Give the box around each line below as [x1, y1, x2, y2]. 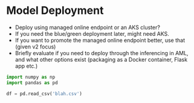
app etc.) [15, 62, 38, 70]
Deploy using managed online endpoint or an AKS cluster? [15, 24, 160, 31]
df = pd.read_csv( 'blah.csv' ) [6, 90, 83, 97]
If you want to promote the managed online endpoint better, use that [15, 36, 186, 44]
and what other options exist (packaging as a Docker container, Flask [15, 56, 188, 63]
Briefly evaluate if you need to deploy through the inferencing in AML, [15, 49, 189, 56]
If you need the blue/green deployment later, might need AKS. [15, 30, 169, 37]
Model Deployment [6, 4, 104, 18]
